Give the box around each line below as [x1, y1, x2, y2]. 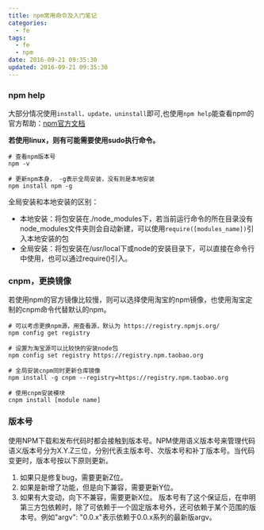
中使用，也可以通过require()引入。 [19, 253, 132, 263]
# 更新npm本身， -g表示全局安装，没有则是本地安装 [8, 176, 155, 184]
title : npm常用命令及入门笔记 [8, 11, 98, 20]
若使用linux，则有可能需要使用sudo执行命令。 [8, 136, 160, 145]
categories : [8, 19, 48, 27]
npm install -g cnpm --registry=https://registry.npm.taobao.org [8, 374, 228, 382]
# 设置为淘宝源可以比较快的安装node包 [8, 345, 119, 353]
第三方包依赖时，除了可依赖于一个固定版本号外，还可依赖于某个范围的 [19, 502, 250, 512]
